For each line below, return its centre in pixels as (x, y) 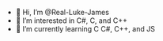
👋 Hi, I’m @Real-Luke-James (62, 12)
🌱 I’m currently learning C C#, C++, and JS (85, 29)
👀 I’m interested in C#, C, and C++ (72, 20)
